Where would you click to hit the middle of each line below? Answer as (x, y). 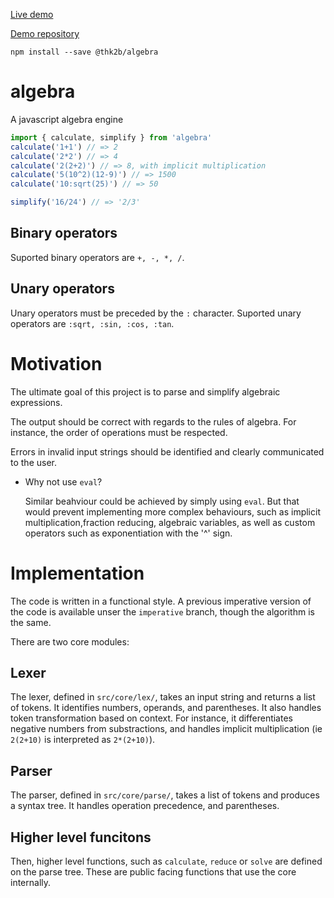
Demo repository (45, 33)
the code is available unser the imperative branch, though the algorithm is (162, 611)
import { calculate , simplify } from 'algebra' (111, 137)
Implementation (77, 573)
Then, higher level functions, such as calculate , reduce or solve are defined (166, 861)
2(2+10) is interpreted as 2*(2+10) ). (83, 740)
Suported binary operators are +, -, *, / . (97, 257)
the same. (31, 622)
